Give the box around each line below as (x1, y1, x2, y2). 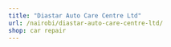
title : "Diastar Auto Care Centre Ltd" (8, 11, 142, 20)
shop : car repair (8, 26, 67, 34)
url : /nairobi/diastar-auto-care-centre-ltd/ (8, 19, 163, 27)
